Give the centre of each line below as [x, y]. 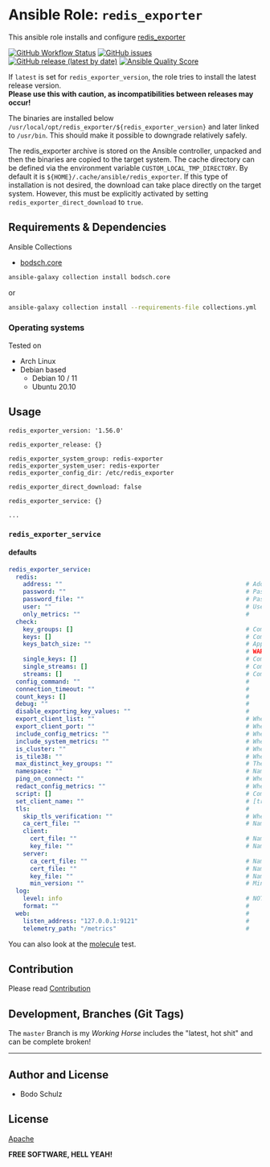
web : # [133, 913]
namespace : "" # [133, 771]
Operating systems [47, 328]
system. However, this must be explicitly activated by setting [108, 193]
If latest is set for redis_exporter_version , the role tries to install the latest [133, 76]
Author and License [59, 1075]
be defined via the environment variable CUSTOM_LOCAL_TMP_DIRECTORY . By [128, 167]
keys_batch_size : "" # [136, 644]
